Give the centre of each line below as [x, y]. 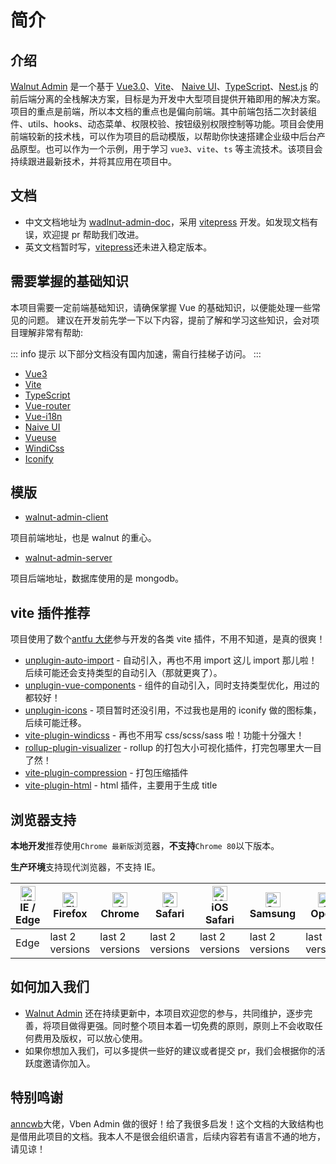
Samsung [273, 914]
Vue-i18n [43, 416]
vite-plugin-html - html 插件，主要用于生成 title [121, 785]
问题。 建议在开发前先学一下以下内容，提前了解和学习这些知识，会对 [169, 320]
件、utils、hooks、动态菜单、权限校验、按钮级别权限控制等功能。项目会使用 [167, 124]
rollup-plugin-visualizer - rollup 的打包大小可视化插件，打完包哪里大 [164, 748]
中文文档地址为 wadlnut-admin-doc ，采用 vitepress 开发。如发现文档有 [171, 222]
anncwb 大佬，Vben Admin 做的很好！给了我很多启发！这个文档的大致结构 [162, 1123]
